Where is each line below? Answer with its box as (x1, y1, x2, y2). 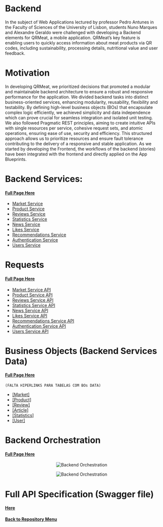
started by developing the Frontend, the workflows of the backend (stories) (5, 146, 156, 152)
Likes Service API (12, 312, 48, 318)
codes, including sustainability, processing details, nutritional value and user (5, 45, 158, 51)
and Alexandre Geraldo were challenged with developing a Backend (5, 29, 141, 35)
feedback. (5, 50, 25, 56)
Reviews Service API (12, 297, 54, 303)
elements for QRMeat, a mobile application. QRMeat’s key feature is (5, 35, 140, 41)
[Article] (12, 407, 29, 413)
